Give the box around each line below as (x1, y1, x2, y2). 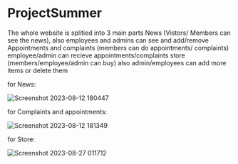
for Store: (7, 135, 36, 143)
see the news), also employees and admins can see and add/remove (7, 35, 209, 44)
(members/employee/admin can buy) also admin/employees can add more (7, 58, 227, 67)
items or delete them (7, 66, 68, 75)
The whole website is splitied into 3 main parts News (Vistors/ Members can (7, 28, 231, 37)
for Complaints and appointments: (7, 107, 108, 116)
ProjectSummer (7, 5, 102, 21)
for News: (7, 80, 36, 88)
